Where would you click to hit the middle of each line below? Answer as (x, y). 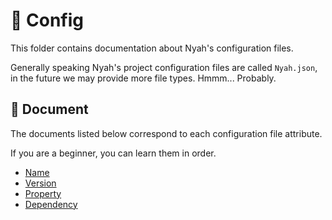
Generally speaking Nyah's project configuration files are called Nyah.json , (164, 67)
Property (43, 193)
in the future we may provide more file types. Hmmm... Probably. (143, 78)
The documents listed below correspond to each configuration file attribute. (166, 133)
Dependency (51, 204)
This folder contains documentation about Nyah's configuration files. (152, 48)
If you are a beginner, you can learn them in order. (113, 153)
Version (40, 183)
